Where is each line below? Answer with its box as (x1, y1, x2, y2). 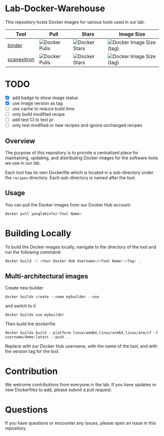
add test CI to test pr (12, 117, 54, 123)
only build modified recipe (12, 111, 65, 117)
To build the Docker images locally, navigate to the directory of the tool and (5, 244, 156, 249)
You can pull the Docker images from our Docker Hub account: (5, 202, 132, 208)
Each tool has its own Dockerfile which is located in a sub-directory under (5, 169, 154, 176)
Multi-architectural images (5, 272, 89, 280)
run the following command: (5, 249, 62, 255)
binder (7, 42, 23, 49)
